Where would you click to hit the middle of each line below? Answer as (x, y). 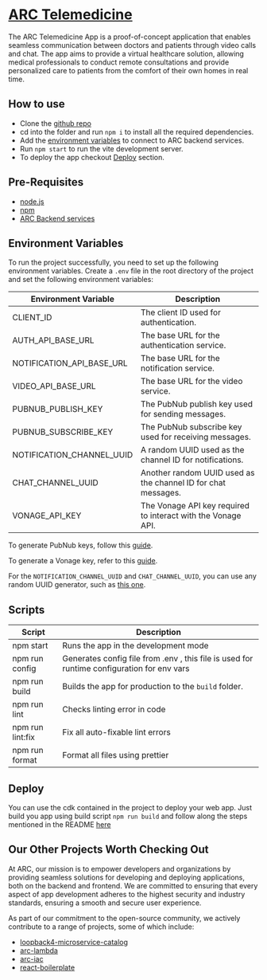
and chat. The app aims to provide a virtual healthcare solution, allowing (126, 53)
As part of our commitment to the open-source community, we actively (124, 918)
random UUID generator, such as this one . (77, 585)
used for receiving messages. (196, 437)
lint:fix (24, 737)
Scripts (27, 610)
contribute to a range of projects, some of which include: (101, 927)
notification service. (177, 368)
